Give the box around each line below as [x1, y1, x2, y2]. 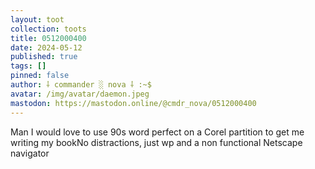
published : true [10, 52, 78, 62]
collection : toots [10, 24, 87, 34]
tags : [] [10, 61, 47, 71]
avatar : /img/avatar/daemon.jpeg [10, 89, 150, 99]
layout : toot [10, 14, 65, 25]
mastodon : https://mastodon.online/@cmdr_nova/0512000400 [10, 98, 257, 108]
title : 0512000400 [10, 33, 87, 43]
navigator [10, 147, 50, 159]
